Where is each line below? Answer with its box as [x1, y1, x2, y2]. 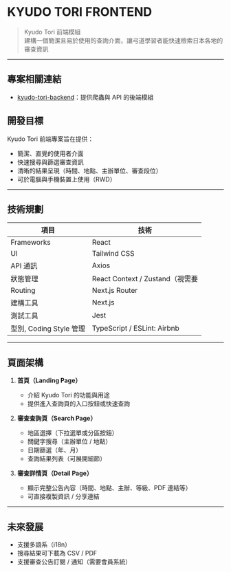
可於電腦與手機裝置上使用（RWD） [16, 175, 116, 183]
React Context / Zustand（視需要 [91, 274, 198, 284]
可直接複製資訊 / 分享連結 [27, 492, 100, 500]
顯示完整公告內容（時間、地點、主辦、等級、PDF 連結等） [27, 484, 192, 492]
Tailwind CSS [91, 249, 135, 258]
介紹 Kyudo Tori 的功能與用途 [27, 391, 110, 399]
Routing [10, 286, 36, 296]
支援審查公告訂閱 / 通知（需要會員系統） [16, 558, 132, 566]
